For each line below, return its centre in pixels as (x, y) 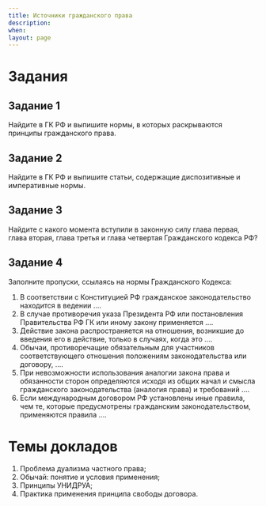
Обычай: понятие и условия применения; (90, 477)
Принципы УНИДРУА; (56, 485)
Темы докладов (63, 446)
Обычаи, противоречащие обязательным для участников (117, 347)
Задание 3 (35, 210)
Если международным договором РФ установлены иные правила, (132, 398)
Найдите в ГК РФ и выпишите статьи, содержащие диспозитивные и (124, 177)
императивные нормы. (47, 186)
